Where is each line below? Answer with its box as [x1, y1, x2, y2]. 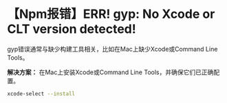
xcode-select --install [7, 90, 76, 97]
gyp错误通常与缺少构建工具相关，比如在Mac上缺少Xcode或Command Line [7, 45, 218, 53]
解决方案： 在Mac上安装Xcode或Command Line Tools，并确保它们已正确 [7, 68, 214, 76]
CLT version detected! [7, 21, 136, 37]
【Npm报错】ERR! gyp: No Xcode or [7, 6, 215, 22]
